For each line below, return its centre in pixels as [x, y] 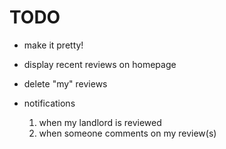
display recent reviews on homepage [100, 64]
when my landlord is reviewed [100, 122]
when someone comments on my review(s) [127, 133]
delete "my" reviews [65, 83]
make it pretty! [53, 45]
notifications [49, 103]
